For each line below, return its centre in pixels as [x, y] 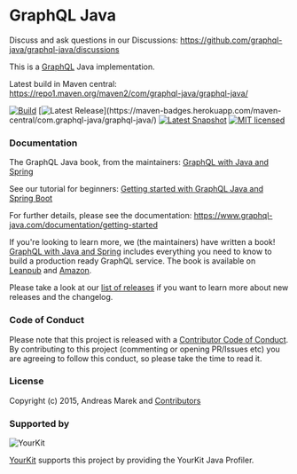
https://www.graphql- [233, 216]
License [27, 381]
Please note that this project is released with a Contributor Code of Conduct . [149, 339]
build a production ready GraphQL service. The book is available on [133, 261]
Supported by [39, 423]
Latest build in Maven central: [63, 83]
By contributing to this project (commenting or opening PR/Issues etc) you [145, 349]
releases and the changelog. [61, 297]
